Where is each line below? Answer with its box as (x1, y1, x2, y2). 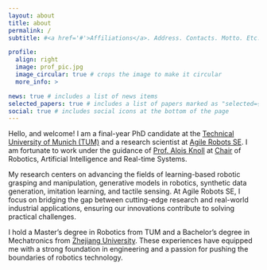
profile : (8, 49, 37, 57)
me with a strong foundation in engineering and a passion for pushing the (8, 245, 249, 254)
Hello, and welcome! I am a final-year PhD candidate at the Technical (8, 129, 234, 139)
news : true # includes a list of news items (8, 92, 158, 100)
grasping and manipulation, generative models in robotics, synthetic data (8, 178, 247, 188)
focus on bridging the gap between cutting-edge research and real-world (8, 195, 249, 205)
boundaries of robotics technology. (8, 252, 123, 263)
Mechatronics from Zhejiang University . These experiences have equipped (8, 236, 253, 245)
